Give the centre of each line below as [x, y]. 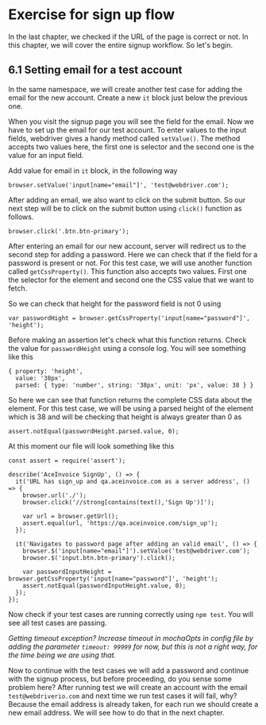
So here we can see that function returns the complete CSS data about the [130, 399]
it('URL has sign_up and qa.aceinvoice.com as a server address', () [133, 481]
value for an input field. [46, 155]
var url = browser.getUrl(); [71, 516]
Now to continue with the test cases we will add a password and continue [129, 670]
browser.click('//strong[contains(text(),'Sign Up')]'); [119, 502]
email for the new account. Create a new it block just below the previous [128, 98]
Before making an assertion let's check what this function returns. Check [127, 340]
